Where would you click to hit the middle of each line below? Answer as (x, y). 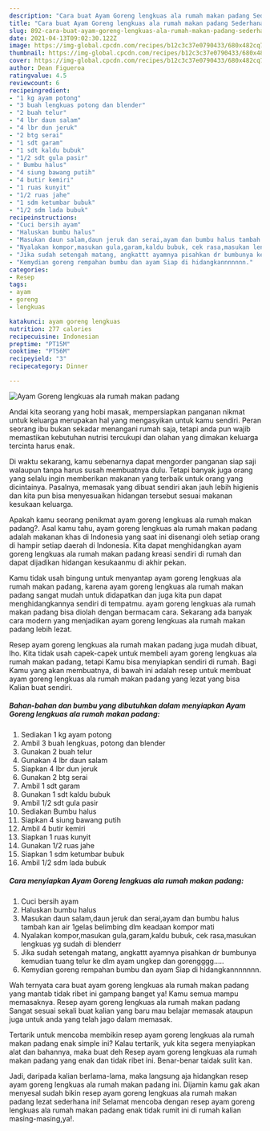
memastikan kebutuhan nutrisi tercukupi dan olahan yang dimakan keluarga (134, 437)
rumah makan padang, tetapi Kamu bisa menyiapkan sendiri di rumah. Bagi (133, 661)
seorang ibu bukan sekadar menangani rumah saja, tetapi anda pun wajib (130, 429)
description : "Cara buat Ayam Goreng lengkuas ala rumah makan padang (129, 16)
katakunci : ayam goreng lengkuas (65, 321)
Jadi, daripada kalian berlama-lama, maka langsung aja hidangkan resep (129, 1076)
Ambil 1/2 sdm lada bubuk (63, 862)
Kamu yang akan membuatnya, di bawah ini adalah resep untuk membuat (130, 670)
